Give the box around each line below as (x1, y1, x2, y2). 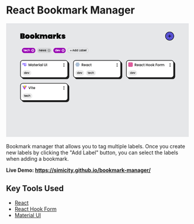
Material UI (14, 212, 41, 219)
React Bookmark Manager (6, 4, 136, 17)
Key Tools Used (6, 184, 64, 194)
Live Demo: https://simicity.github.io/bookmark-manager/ (6, 167, 151, 174)
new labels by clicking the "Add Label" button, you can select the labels (6, 149, 178, 156)
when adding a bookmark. (6, 155, 69, 162)
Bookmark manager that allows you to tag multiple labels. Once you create (6, 142, 185, 150)
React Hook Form (14, 205, 57, 212)
